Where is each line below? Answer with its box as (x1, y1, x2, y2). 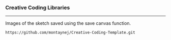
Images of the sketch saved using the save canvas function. (5, 20, 131, 26)
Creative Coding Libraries (5, 4, 70, 11)
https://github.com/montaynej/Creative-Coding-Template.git (5, 30, 136, 35)
